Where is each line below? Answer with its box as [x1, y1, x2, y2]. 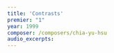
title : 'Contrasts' [7, 10, 64, 17]
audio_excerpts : [7, 36, 54, 43]
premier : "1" [7, 17, 45, 23]
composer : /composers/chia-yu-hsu [7, 29, 108, 36]
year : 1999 [7, 23, 39, 30]
